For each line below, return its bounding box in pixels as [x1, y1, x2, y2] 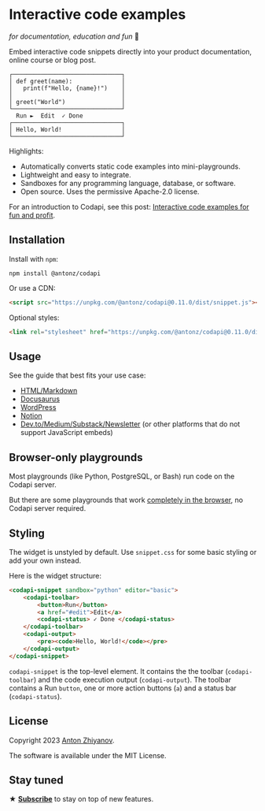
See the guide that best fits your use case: [9, 370, 146, 380]
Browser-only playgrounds [9, 451, 144, 464]
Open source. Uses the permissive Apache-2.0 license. [20, 187, 200, 196]
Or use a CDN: [9, 283, 56, 292]
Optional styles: [9, 313, 60, 322]
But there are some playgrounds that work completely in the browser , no [9, 495, 243, 505]
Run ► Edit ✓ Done [16, 112, 83, 120]
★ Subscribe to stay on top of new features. [9, 794, 154, 804]
